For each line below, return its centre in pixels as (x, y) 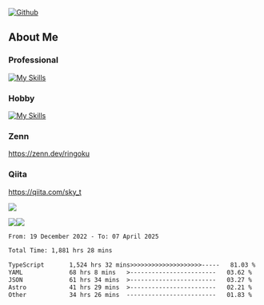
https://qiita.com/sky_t (45, 192)
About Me (33, 37)
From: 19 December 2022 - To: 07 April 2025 (84, 236)
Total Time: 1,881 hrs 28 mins (60, 251)
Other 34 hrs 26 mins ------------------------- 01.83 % (130, 295)
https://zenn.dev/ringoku (49, 154)
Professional (33, 60)
